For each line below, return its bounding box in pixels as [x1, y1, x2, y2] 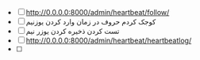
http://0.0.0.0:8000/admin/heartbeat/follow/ [25, 8, 170, 17]
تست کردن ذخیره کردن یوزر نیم [25, 27, 120, 36]
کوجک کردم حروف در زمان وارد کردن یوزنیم [25, 17, 156, 26]
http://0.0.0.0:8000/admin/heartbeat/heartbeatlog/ [25, 36, 192, 45]
